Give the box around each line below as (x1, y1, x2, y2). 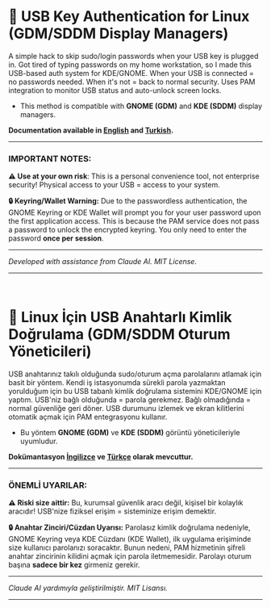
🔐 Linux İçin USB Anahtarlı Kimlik (8, 308, 232, 326)
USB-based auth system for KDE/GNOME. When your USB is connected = (8, 68, 254, 78)
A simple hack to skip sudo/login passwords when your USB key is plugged (8, 51, 259, 61)
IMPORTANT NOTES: (8, 153, 92, 164)
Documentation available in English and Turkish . (8, 125, 174, 135)
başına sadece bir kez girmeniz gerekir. (8, 560, 140, 570)
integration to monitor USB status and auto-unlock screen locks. (8, 85, 222, 95)
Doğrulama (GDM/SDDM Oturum (8, 325, 231, 344)
